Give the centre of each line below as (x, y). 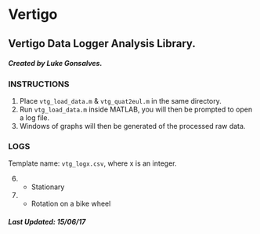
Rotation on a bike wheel (71, 204)
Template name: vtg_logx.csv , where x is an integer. (92, 163)
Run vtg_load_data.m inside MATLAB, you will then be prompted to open (136, 109)
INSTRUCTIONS (39, 84)
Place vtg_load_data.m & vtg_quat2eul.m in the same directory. (120, 101)
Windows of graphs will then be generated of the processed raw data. (132, 126)
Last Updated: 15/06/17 (47, 221)
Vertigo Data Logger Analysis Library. (102, 44)
